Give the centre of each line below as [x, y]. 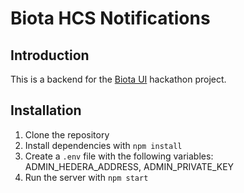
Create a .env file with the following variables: [119, 156]
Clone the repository [67, 134]
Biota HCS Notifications [110, 18]
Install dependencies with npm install [103, 145]
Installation [46, 110]
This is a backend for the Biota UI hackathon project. [118, 79]
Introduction [50, 55]
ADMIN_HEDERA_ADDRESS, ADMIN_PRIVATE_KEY [129, 166]
